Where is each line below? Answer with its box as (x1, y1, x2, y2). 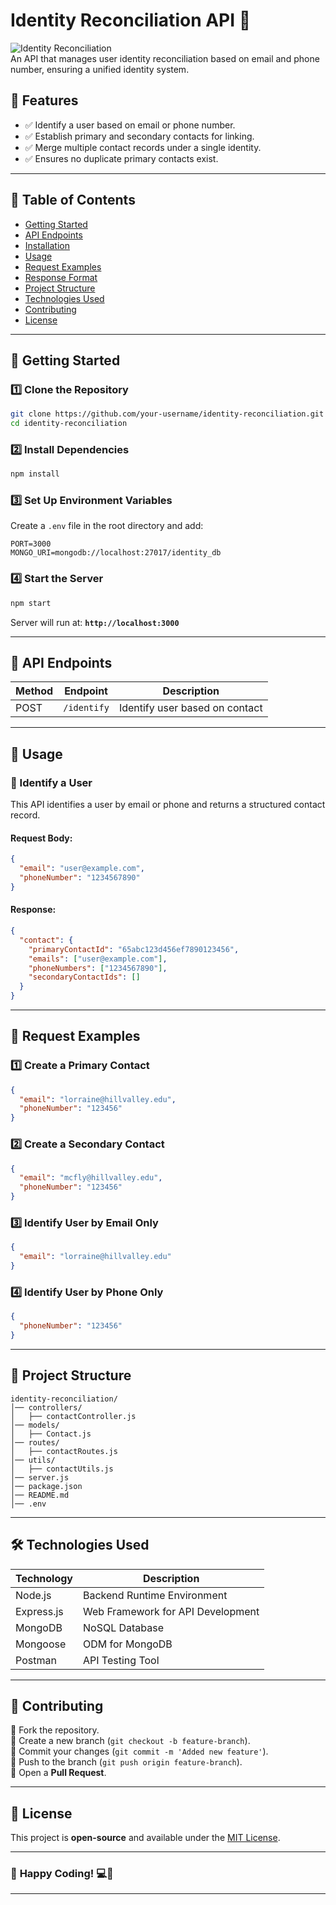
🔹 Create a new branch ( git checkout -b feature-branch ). (10, 1735, 251, 1747)
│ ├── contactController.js (10, 1411, 137, 1421)
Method (15, 684, 54, 698)
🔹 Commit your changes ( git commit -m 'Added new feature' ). (10, 1745, 269, 1758)
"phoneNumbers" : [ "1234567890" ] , (28, 963, 168, 973)
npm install (10, 469, 60, 479)
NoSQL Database (83, 1620, 165, 1634)
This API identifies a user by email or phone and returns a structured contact (10, 799, 326, 811)
